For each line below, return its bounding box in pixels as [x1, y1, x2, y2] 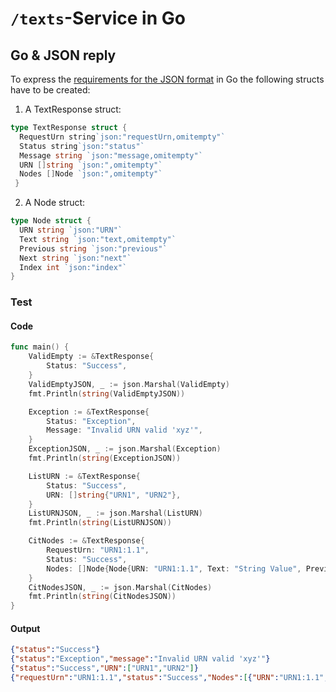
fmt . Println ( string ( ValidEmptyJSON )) [28, 388, 186, 399]
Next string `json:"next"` [19, 253, 132, 263]
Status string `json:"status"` [19, 141, 145, 151]
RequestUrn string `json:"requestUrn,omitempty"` [19, 132, 226, 142]
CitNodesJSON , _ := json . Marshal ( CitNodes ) [28, 582, 213, 592]
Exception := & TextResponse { [28, 407, 150, 417]
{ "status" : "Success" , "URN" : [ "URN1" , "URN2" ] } [10, 663, 199, 674]
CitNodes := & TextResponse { [28, 536, 145, 546]
